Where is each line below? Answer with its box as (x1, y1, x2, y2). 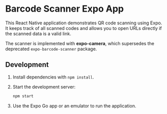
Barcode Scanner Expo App (5, 3, 124, 15)
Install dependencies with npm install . (12, 74, 94, 80)
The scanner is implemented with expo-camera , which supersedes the (5, 40, 154, 46)
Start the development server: (12, 84, 76, 90)
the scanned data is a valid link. (5, 30, 71, 36)
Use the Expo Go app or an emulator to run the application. (12, 102, 136, 109)
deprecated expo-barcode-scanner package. (5, 46, 97, 52)
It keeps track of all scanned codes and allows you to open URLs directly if (5, 25, 162, 31)
